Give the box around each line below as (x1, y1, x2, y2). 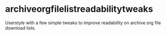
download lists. (5, 25, 36, 31)
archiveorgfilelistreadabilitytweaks (5, 3, 154, 15)
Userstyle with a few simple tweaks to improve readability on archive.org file (5, 20, 161, 26)
